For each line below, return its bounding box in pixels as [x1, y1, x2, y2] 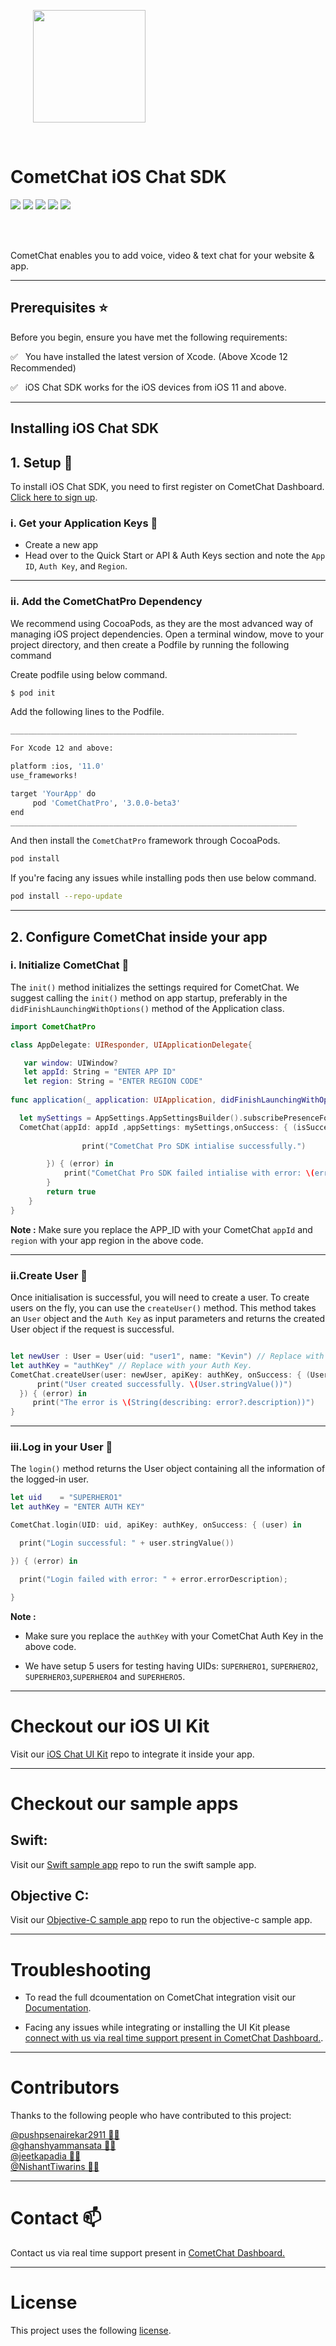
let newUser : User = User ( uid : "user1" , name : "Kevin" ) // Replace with [10, 1351, 325, 1362]
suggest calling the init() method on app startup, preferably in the [10, 991, 288, 1004]
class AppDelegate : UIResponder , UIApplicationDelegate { [10, 1040, 253, 1050]
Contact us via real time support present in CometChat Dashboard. [10, 2247, 286, 2259]
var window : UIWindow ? [23, 1058, 118, 1068]
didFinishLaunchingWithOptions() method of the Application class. [10, 1002, 285, 1014]
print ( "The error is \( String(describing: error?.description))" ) [32, 1398, 315, 1408]
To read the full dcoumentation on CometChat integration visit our [24, 1991, 297, 2004]
